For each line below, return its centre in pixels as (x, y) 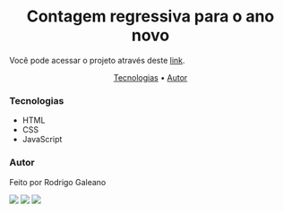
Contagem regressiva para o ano (150, 17)
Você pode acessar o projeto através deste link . (97, 60)
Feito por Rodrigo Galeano (58, 182)
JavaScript (42, 140)
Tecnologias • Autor (150, 77)
